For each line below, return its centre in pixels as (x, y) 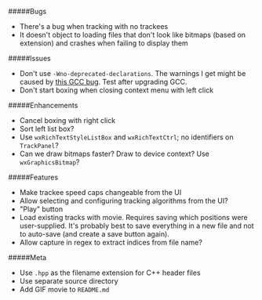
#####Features (33, 177)
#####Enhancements (43, 105)
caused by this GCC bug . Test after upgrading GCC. (103, 82)
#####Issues (29, 58)
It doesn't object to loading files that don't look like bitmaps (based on (132, 35)
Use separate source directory (69, 281)
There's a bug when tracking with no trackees (94, 26)
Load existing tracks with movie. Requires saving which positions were (134, 217)
